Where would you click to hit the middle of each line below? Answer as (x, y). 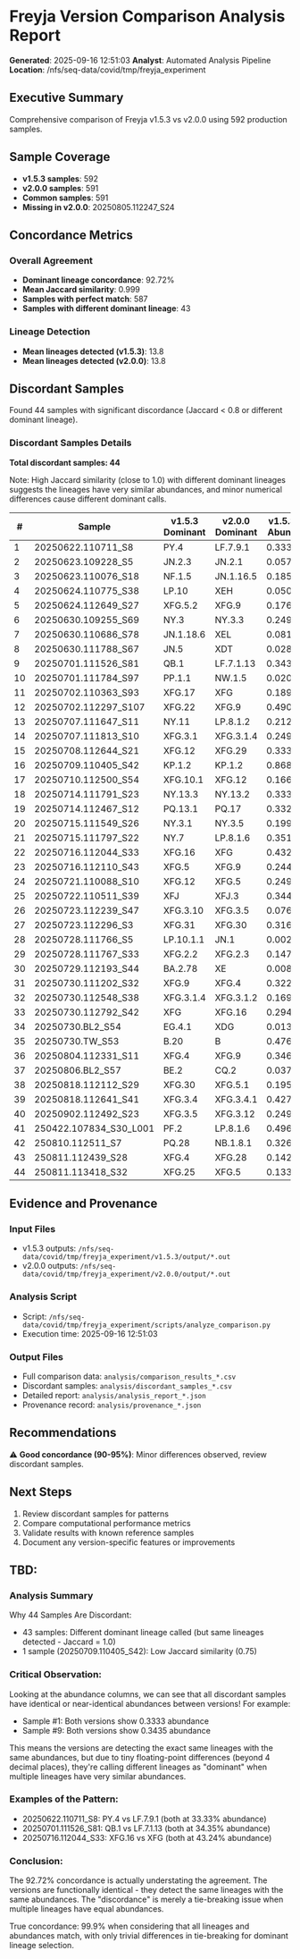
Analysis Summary (51, 1595)
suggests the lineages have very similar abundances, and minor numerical (146, 489)
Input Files (33, 1229)
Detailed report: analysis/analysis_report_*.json (114, 1395)
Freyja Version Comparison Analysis (147, 17)
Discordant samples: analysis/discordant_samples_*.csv (127, 1385)
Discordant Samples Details (71, 443)
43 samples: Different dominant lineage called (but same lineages (143, 1633)
